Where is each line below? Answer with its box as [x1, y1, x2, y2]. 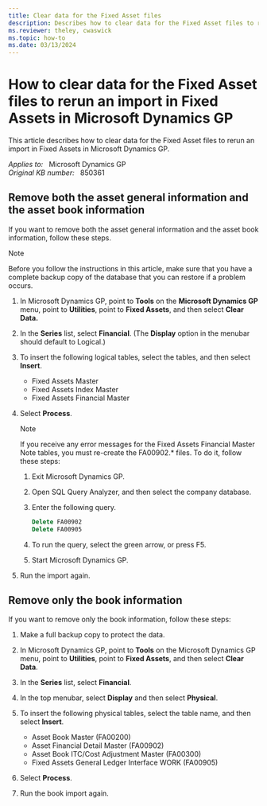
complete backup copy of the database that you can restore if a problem [8, 272, 246, 282]
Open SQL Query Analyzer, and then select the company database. [31, 487, 252, 496]
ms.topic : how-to [8, 33, 66, 42]
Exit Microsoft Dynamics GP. [31, 471, 126, 481]
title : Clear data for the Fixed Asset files [8, 11, 161, 20]
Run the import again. [19, 570, 91, 580]
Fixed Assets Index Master [31, 384, 119, 394]
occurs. [8, 280, 33, 290]
